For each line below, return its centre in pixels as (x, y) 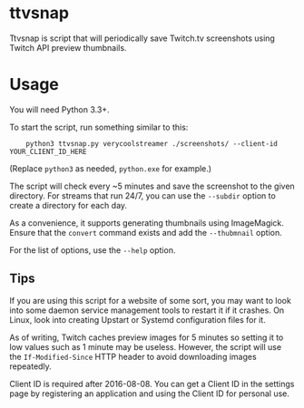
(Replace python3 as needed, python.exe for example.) (110, 168)
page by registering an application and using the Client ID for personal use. (150, 393)
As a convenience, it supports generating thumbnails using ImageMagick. (147, 223)
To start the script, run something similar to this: (99, 127)
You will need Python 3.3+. (60, 109)
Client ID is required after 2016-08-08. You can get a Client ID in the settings (152, 384)
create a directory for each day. (69, 205)
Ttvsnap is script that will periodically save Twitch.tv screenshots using (142, 38)
